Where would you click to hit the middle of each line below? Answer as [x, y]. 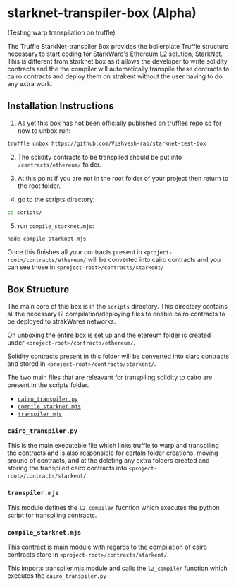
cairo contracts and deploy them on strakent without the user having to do [115, 76]
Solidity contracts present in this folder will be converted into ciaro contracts [118, 356]
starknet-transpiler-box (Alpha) [102, 13]
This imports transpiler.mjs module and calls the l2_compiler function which [117, 568]
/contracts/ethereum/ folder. [59, 165]
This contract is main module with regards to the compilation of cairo [107, 547]
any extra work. [30, 83]
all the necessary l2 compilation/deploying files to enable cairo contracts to [116, 314]
